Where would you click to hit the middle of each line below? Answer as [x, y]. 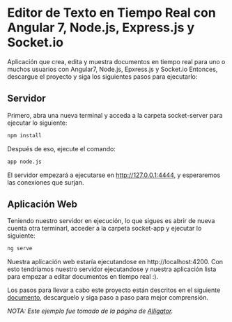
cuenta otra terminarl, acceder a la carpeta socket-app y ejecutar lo [105, 229]
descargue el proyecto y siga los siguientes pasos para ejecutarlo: [102, 76]
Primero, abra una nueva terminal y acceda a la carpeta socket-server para [115, 115]
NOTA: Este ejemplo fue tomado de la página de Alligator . [90, 311]
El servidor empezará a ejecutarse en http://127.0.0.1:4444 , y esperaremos [114, 175]
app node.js [24, 162]
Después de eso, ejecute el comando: [62, 148]
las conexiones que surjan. [46, 182]
